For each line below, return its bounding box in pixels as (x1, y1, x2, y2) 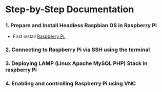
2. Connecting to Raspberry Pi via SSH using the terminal (5, 46, 150, 53)
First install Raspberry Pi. (12, 33, 66, 39)
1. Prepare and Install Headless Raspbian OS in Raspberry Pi (5, 22, 157, 29)
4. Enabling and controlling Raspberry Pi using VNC (5, 80, 136, 87)
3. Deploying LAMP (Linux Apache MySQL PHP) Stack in (5, 60, 148, 67)
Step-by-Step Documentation (5, 4, 134, 15)
